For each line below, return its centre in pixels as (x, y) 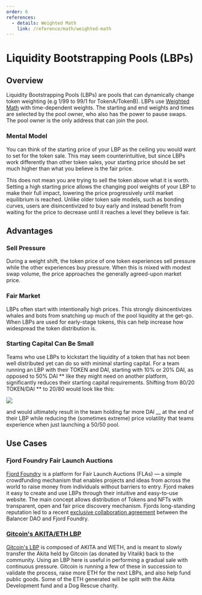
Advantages (29, 231)
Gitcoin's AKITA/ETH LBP (44, 534)
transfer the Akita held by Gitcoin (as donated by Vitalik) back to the (90, 553)
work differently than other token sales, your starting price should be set (96, 162)
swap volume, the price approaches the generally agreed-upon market (94, 274)
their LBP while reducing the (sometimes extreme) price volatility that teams (100, 418)
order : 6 (17, 12)
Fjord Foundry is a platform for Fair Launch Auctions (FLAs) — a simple (94, 473)
